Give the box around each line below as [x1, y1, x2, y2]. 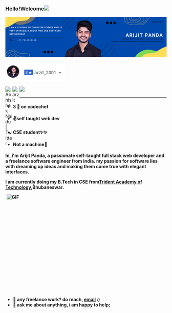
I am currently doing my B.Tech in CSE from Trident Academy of [5, 179, 142, 185]
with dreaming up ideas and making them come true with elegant [5, 164, 146, 170]
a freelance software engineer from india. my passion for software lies [5, 158, 158, 164]
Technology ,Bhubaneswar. [5, 184, 64, 190]
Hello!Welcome [5, 5, 45, 12]
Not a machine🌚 [12, 141, 48, 147]
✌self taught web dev [12, 116, 60, 122]
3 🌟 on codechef [12, 103, 49, 109]
